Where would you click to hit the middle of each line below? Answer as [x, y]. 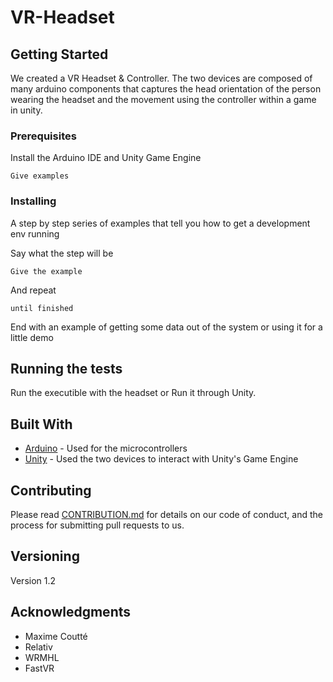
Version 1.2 [33, 580]
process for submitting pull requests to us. [97, 525]
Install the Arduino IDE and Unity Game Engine [106, 158]
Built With [41, 424]
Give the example [46, 271]
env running [35, 233]
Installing [33, 201]
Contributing [51, 490]
